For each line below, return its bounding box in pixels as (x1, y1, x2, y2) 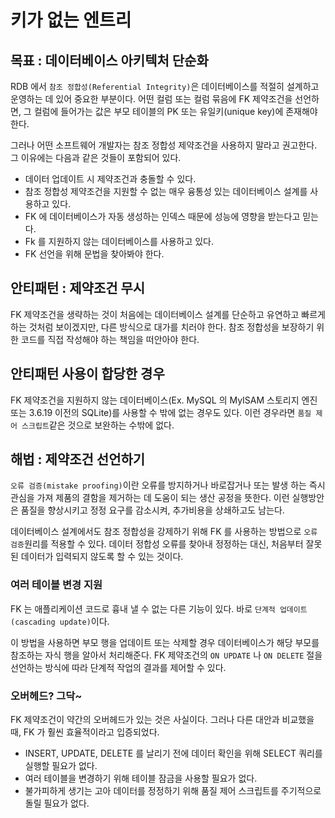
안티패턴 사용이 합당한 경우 (10, 366, 165, 383)
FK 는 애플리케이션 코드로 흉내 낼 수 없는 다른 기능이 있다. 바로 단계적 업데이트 (10, 602, 308, 615)
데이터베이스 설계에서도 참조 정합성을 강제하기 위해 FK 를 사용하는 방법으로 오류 (10, 526, 318, 538)
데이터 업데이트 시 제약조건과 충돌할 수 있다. (24, 173, 197, 185)
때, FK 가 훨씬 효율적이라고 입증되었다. (10, 726, 160, 738)
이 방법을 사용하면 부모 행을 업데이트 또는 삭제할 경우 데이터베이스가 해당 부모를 (10, 636, 320, 648)
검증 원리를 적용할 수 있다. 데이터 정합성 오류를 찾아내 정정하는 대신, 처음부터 (10, 538, 304, 550)
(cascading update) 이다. (10, 615, 110, 627)
